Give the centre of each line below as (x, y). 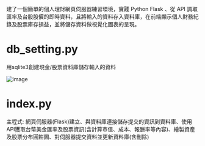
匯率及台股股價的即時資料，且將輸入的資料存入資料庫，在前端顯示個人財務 (100, 16)
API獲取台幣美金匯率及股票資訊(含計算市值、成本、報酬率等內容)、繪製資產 (101, 129)
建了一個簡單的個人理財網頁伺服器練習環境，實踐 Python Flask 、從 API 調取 (102, 9)
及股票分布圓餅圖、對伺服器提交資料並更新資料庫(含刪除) (78, 137)
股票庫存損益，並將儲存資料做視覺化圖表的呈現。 (78, 24)
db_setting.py (42, 49)
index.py (29, 104)
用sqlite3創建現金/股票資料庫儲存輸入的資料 (61, 67)
